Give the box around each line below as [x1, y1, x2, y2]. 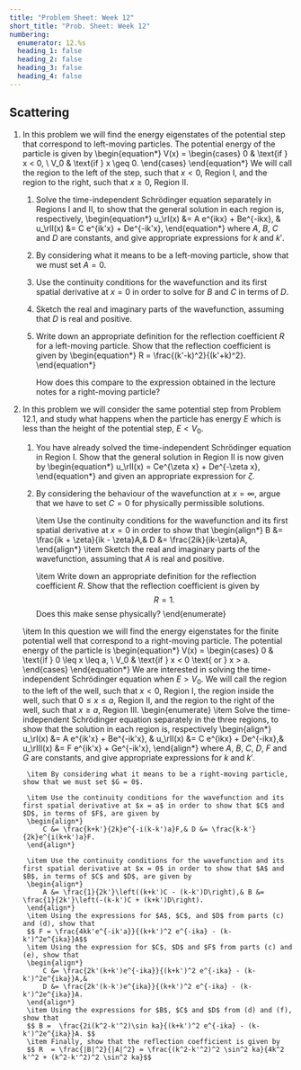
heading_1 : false [17, 47, 83, 56]
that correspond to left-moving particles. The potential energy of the [22, 138, 276, 149]
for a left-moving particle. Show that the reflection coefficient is [35, 340, 271, 351]
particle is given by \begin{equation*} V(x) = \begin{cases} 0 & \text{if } [22, 147, 288, 158]
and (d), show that [22, 919, 96, 929]
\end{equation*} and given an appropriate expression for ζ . [35, 471, 255, 482]
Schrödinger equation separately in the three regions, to [71, 714, 279, 725]
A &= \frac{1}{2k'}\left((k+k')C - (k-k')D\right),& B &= [42, 887, 265, 897]
